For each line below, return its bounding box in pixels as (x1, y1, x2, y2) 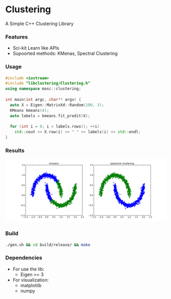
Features (5, 33, 28, 40)
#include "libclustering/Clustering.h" (5, 81, 91, 86)
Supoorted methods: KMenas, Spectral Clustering (12, 50, 118, 57)
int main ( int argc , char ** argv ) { (5, 97, 81, 102)
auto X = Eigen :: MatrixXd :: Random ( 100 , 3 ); (10, 102, 104, 108)
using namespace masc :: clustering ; (5, 86, 81, 92)
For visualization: (12, 276, 49, 283)
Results (5, 147, 25, 154)
